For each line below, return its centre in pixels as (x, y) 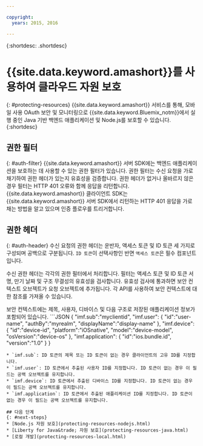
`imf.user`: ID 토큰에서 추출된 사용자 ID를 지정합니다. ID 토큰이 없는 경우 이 (101, 368)
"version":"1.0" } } (28, 343)
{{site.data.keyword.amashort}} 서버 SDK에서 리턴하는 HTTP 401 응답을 (94, 201)
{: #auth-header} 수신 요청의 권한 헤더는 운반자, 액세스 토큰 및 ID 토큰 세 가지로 (101, 246)
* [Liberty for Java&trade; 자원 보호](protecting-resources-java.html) (98, 431)
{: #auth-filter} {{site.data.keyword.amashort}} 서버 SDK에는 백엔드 (89, 163)
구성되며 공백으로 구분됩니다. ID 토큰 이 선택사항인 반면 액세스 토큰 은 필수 (91, 253)
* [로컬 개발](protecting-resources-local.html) (66, 437)
